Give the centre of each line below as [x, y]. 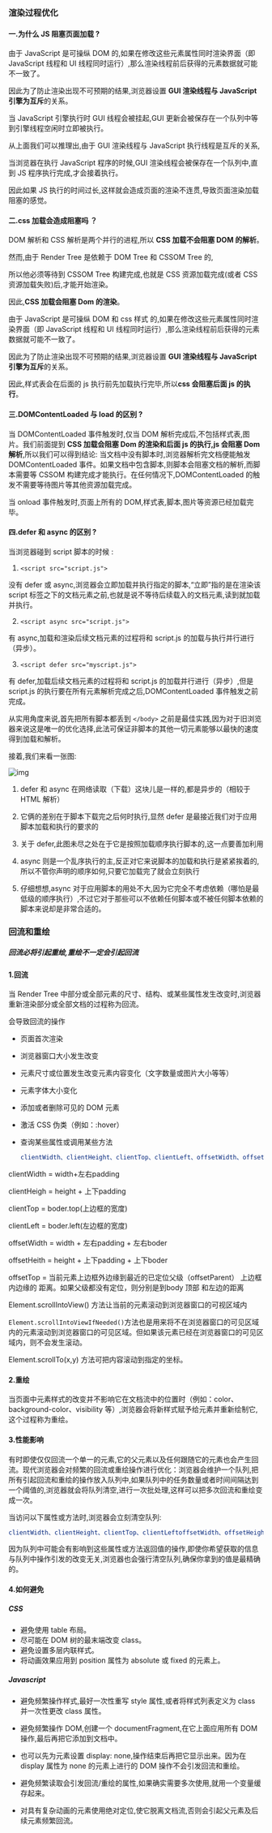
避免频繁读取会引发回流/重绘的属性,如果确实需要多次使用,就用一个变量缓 [140, 1783]
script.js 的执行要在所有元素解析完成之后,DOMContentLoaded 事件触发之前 [134, 691]
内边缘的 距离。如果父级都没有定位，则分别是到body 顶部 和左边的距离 [126, 1288]
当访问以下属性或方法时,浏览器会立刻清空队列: [85, 1517]
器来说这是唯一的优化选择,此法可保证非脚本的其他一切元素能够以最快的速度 [134, 729]
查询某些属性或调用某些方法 [66, 1142]
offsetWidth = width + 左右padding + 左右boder [88, 1243]
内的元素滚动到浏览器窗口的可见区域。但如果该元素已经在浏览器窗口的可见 [132, 1332]
